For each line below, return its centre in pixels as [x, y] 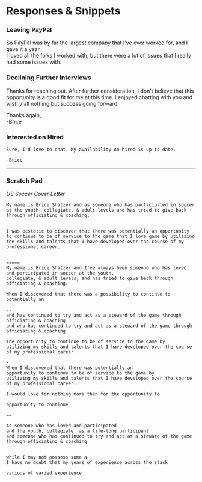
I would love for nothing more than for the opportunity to [83, 394]
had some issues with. [34, 62]
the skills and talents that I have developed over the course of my [95, 242]
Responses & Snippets [63, 11]
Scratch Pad [24, 181]
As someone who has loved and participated [62, 426]
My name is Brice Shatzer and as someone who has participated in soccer [101, 205]
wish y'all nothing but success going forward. [63, 103]
